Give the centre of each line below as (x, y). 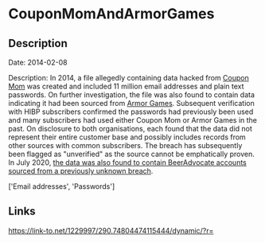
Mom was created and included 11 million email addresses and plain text (126, 86)
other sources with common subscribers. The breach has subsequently (125, 145)
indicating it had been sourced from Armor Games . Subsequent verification (131, 103)
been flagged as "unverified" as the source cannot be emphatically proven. (131, 154)
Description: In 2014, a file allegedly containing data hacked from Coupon (129, 78)
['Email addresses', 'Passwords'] (62, 186)
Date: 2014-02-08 (38, 62)
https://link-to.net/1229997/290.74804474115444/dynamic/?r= (111, 230)
